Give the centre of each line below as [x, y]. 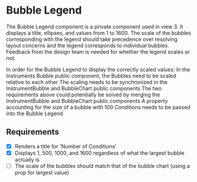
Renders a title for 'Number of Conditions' [66, 146]
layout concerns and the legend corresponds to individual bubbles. [88, 45]
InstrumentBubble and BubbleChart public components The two [84, 88]
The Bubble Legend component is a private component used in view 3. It [95, 27]
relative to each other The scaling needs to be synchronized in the [87, 82]
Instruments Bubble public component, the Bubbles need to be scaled [91, 76]
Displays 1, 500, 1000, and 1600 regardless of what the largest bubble [99, 153]
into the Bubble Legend [35, 113]
